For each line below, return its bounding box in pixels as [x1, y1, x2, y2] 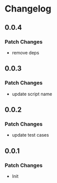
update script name [11, 91, 52, 97]
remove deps [11, 49, 39, 55]
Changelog [4, 3, 51, 15]
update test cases [11, 132, 49, 138]
